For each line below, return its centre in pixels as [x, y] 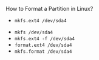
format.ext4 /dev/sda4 [43, 45]
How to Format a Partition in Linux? [50, 9]
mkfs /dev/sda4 [34, 32]
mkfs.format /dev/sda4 [43, 52]
